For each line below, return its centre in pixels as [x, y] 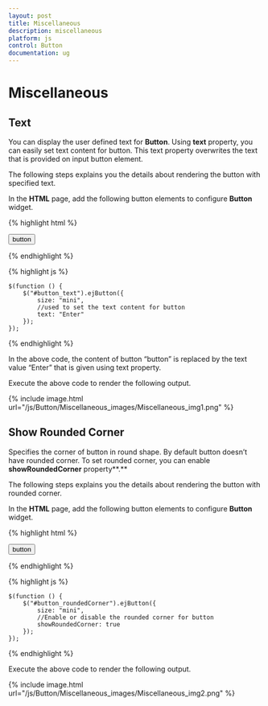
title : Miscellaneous [45, 23]
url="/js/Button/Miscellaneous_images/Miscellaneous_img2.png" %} [122, 693]
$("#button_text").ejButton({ [74, 293]
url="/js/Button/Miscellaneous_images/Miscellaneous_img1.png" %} [121, 407]
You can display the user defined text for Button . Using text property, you [131, 142]
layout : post [30, 16]
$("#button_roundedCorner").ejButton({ [90, 603]
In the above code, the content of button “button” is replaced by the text [128, 359]
